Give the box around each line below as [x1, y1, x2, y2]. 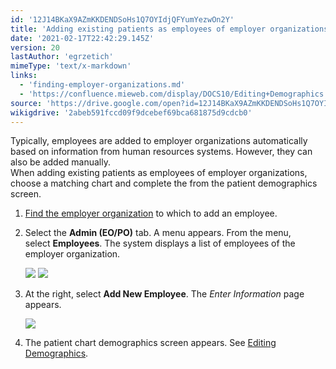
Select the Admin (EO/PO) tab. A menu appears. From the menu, [24, 227, 292, 239]
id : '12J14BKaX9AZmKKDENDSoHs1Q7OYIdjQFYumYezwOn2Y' [10, 14, 235, 25]
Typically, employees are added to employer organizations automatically [10, 135, 308, 147]
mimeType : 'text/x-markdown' [10, 61, 132, 71]
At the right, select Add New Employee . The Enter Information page [24, 288, 305, 300]
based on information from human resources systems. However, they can [10, 146, 313, 158]
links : [10, 71, 38, 81]
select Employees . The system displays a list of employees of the [24, 237, 296, 250]
